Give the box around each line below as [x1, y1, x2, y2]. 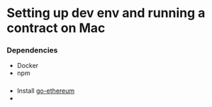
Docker [16, 62, 39, 70]
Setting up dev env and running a [6, 5, 206, 21]
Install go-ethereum [16, 86, 75, 95]
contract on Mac [6, 20, 106, 36]
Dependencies [6, 45, 58, 55]
